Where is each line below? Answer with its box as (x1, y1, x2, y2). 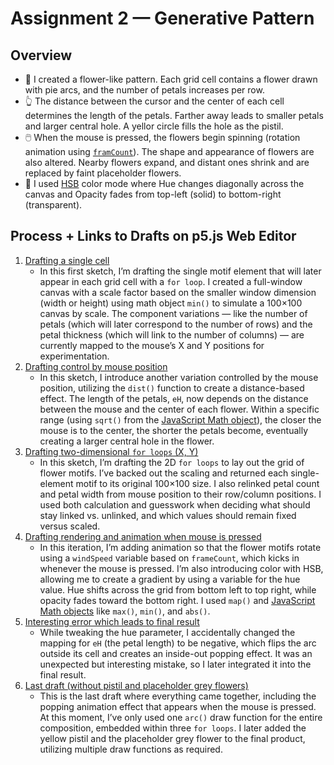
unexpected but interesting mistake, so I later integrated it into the (39, 658, 312, 670)
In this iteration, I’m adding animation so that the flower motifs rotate (39, 541, 322, 553)
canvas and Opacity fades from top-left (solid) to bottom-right (24, 188, 282, 200)
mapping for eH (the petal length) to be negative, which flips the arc (39, 637, 317, 649)
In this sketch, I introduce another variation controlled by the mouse (39, 371, 319, 383)
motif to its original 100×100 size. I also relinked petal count (75, 477, 320, 489)
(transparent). (24, 199, 83, 211)
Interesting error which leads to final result (24, 615, 200, 627)
